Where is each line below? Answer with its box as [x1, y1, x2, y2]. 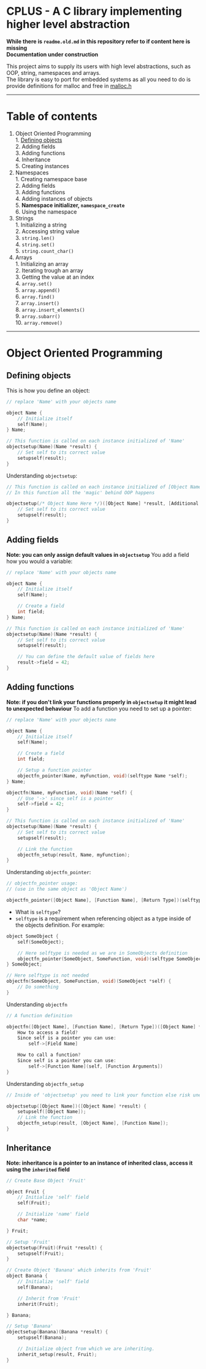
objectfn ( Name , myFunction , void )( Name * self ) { [6, 789, 133, 796]
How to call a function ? [17, 1052, 81, 1058]
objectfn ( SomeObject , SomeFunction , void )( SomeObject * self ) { [6, 978, 172, 985]
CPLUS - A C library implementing [6, 4, 182, 18]
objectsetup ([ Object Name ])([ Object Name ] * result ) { [6, 1103, 147, 1109]
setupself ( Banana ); [17, 1335, 67, 1341]
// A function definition [6, 1012, 72, 1018]
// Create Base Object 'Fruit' [6, 1177, 86, 1184]
